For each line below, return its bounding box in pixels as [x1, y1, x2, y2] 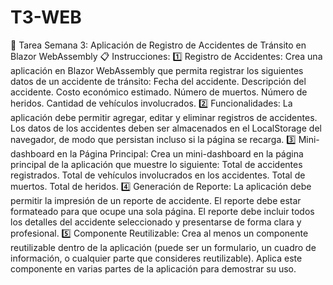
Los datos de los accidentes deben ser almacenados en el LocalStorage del [10, 122, 322, 134]
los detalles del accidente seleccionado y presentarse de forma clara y [10, 216, 302, 228]
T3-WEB [10, 6, 82, 29]
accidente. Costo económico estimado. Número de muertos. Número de [10, 86, 308, 98]
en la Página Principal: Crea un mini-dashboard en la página [56, 147, 304, 160]
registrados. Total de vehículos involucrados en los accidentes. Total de [10, 169, 306, 181]
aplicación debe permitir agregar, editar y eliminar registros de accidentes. [10, 111, 318, 123]
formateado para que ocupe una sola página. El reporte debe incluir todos [10, 205, 315, 217]
